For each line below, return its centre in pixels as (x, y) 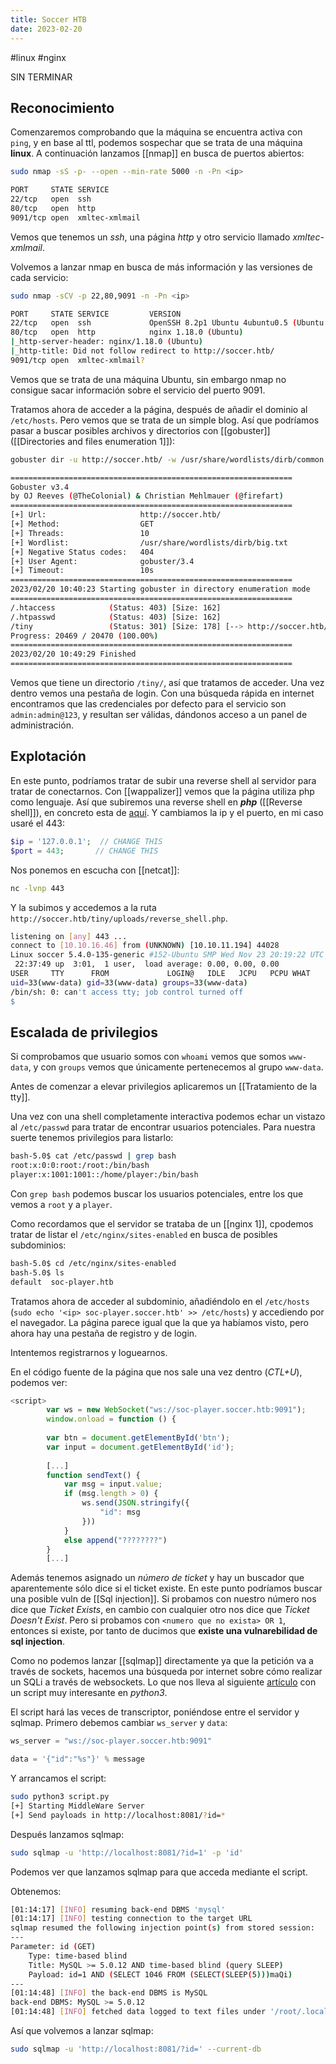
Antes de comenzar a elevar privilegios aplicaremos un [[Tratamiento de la (164, 1087)
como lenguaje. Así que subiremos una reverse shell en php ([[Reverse (156, 802)
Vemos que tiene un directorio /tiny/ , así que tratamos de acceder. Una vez (167, 683)
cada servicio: (39, 277)
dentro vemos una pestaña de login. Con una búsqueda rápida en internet (162, 693)
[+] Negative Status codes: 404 (82, 552)
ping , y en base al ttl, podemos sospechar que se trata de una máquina (156, 143)
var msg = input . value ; (113, 1484)
